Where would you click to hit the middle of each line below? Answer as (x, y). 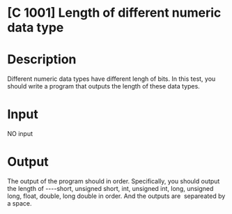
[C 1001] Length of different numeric (114, 13)
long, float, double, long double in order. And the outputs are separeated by (116, 196)
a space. (20, 203)
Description (42, 60)
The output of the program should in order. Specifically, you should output (114, 181)
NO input (20, 134)
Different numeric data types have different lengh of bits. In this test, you (111, 79)
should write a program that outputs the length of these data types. (103, 86)
